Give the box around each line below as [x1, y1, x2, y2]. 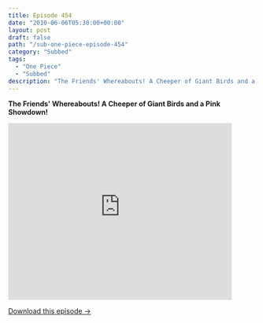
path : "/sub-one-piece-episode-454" [8, 41, 128, 49]
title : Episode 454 [8, 11, 72, 20]
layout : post [8, 26, 51, 34]
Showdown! [8, 107, 49, 116]
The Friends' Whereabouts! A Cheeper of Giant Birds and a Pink [8, 99, 220, 108]
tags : [8, 56, 26, 64]
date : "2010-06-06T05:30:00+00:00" [8, 19, 125, 27]
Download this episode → [8, 306, 91, 315]
